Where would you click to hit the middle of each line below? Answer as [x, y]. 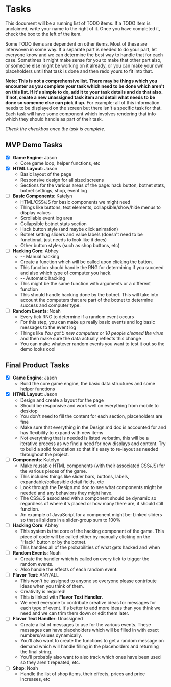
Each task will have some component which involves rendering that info [81, 114]
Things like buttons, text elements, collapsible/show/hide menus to [90, 207]
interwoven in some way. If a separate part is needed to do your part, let [81, 49]
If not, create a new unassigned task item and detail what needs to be [80, 97]
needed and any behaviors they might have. [67, 493]
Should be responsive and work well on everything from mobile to [90, 405]
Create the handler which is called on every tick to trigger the [85, 559]
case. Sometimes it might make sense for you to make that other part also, [83, 60]
